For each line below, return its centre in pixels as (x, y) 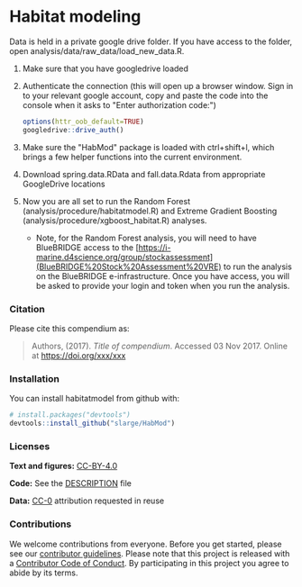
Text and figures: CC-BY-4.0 (64, 466)
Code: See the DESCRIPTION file (71, 483)
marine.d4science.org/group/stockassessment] (124, 257)
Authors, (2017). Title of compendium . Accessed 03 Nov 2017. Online (160, 346)
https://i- (155, 247)
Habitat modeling (75, 17)
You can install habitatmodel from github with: (95, 399)
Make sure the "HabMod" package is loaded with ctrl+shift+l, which (148, 147)
